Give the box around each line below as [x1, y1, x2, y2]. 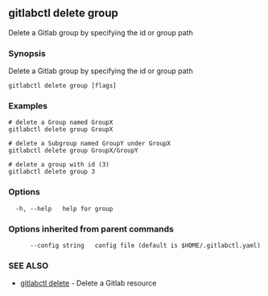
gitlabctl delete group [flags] [8, 82, 117, 90]
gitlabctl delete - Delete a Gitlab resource [19, 278, 157, 288]
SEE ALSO [8, 260, 49, 271]
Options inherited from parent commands [8, 223, 175, 234]
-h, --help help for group [15, 204, 113, 212]
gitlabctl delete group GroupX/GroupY [8, 146, 138, 155]
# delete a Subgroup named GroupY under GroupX [8, 140, 171, 148]
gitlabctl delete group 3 [8, 168, 95, 176]
